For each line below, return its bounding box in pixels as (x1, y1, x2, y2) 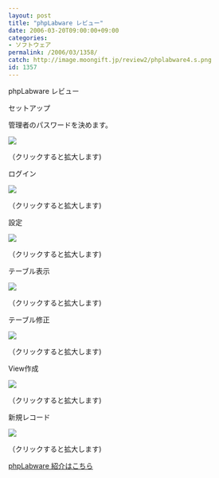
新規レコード (8, 412, 50, 422)
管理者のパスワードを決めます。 (8, 120, 113, 130)
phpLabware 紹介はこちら (8, 461, 93, 470)
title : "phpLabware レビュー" (8, 19, 104, 27)
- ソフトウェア (8, 41, 52, 49)
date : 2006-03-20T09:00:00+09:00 (8, 26, 119, 34)
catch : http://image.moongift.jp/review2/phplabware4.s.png (8, 56, 213, 64)
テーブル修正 (8, 315, 50, 324)
